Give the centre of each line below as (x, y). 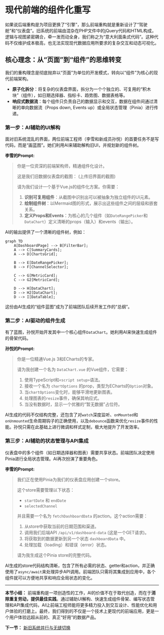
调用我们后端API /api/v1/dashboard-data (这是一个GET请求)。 (87, 532)
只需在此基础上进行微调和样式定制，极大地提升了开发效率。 (82, 427)
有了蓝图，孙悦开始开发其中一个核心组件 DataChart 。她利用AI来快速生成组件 (81, 332)
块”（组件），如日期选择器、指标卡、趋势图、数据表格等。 (70, 95)
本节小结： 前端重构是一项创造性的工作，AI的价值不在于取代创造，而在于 (78, 592)
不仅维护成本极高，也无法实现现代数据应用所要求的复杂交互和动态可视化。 (84, 43)
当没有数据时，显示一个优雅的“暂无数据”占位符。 (73, 404)
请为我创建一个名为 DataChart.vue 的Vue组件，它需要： (73, 370)
